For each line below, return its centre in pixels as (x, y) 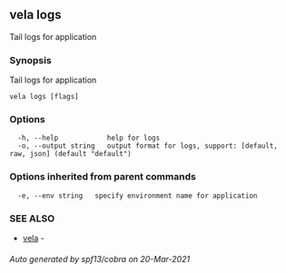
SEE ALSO (32, 219)
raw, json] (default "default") (70, 154)
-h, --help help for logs (89, 138)
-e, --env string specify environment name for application (138, 195)
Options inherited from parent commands (103, 177)
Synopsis (30, 60)
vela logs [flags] (44, 97)
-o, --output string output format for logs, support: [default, (148, 146)
